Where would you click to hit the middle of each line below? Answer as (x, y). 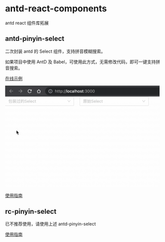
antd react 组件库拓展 (27, 23)
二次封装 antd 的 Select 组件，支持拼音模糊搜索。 (55, 51)
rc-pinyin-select (31, 211)
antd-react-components (56, 9)
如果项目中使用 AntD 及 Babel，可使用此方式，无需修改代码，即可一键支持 (81, 62)
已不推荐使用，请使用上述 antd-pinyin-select (51, 224)
